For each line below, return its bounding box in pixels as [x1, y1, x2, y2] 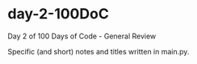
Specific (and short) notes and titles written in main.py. [7, 46, 190, 56]
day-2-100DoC [7, 5, 110, 23]
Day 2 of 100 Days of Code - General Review [7, 31, 157, 41]
